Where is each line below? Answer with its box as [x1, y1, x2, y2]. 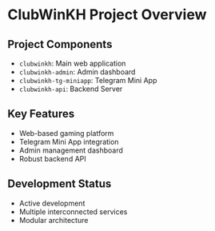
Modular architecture [18, 215, 89, 225]
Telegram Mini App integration [18, 137, 119, 146]
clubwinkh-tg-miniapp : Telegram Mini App [18, 76, 157, 85]
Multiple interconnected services [18, 206, 128, 217]
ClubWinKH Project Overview [7, 6, 207, 24]
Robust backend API [18, 153, 86, 163]
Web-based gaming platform [18, 128, 114, 137]
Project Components [7, 38, 113, 51]
